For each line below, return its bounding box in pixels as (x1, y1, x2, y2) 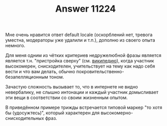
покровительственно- (76, 69, 124, 75)
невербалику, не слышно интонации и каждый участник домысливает (5, 89, 159, 96)
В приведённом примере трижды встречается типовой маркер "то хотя (5, 105, 162, 111)
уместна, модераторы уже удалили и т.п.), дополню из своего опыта (5, 37, 155, 43)
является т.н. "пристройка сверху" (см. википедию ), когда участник (5, 58, 154, 64)
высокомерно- (101, 110, 133, 116)
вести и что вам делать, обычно (5, 69, 75, 75)
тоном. (49, 74, 65, 80)
